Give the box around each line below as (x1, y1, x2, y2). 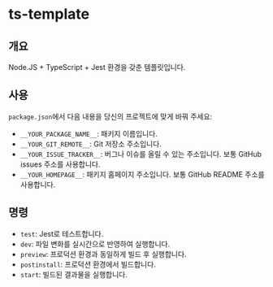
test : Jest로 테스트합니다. (19, 228, 104, 238)
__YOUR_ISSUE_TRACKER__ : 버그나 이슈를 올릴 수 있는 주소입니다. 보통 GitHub (19, 149, 262, 159)
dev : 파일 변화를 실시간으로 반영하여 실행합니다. (19, 239, 171, 249)
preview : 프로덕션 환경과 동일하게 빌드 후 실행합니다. (19, 249, 187, 259)
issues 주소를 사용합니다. (19, 159, 101, 169)
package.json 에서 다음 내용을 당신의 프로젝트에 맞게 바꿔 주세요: (8, 111, 213, 121)
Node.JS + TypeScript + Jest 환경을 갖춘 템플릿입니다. (8, 63, 186, 72)
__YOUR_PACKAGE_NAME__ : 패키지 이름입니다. (19, 128, 158, 138)
